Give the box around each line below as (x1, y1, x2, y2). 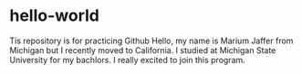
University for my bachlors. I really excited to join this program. (9, 54, 246, 65)
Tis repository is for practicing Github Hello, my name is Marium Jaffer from (9, 35, 294, 46)
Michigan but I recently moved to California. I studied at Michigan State (9, 44, 276, 55)
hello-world (9, 5, 100, 26)
